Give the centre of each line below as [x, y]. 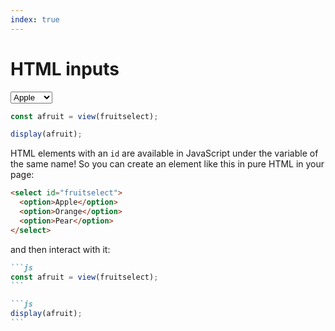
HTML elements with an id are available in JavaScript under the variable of [164, 153]
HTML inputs [65, 68]
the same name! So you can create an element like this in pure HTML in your [167, 164]
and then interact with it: [60, 249]
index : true [35, 19]
